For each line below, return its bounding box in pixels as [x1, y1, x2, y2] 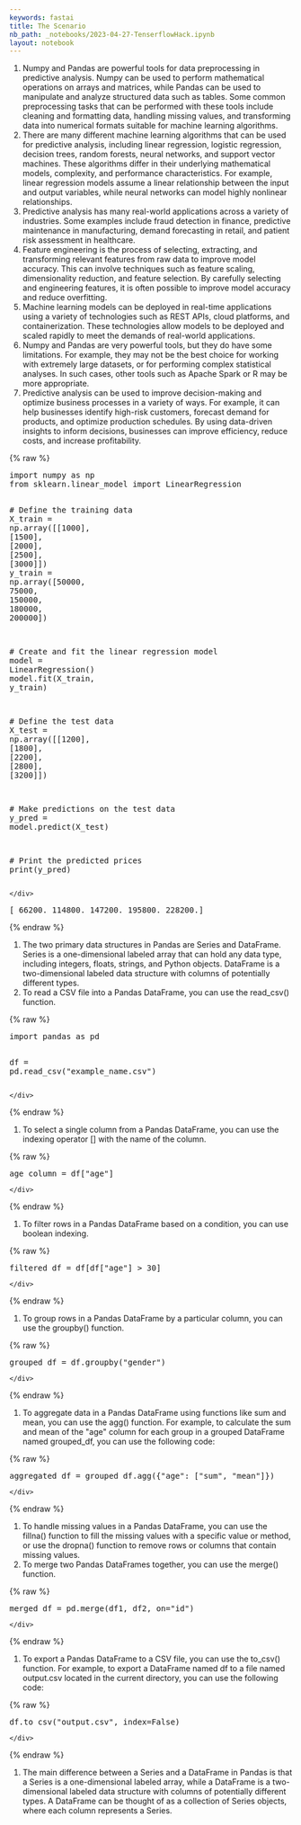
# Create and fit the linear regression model [9, 646, 218, 657]
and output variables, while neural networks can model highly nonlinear [22, 187, 288, 198]
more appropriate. [22, 378, 90, 389]
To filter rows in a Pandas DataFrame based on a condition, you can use [22, 1219, 289, 1230]
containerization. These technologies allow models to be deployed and [22, 321, 285, 332]
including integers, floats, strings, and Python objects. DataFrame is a [22, 958, 280, 969]
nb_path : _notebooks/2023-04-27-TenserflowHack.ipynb [9, 30, 216, 39]
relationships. [22, 197, 73, 208]
